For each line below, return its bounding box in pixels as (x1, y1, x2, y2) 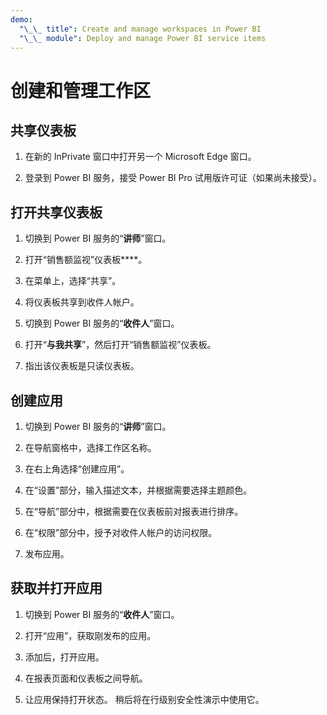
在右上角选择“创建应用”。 (24, 463, 130, 475)
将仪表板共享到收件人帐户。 (24, 296, 140, 308)
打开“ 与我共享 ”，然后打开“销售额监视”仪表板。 (24, 339, 217, 351)
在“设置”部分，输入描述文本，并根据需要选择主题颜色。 (24, 484, 253, 496)
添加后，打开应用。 (24, 651, 105, 663)
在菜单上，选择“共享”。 (24, 275, 122, 287)
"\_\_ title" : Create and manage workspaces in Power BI (19, 24, 262, 34)
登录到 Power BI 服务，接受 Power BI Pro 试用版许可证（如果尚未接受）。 (24, 172, 322, 184)
